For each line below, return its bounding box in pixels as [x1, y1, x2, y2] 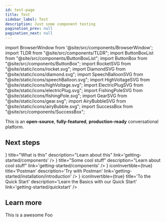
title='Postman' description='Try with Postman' [5, 168, 103, 174]
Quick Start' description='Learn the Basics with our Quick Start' [5, 178, 137, 184]
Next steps [5, 138, 40, 147]
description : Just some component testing [5, 21, 96, 27]
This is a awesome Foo [5, 212, 53, 218]
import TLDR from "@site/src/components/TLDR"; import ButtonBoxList [5, 50, 154, 56]
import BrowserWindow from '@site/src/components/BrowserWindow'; [5, 45, 153, 50]
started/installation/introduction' [5, 173, 72, 179]
